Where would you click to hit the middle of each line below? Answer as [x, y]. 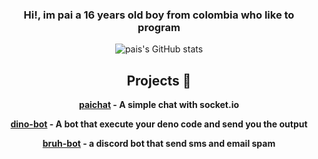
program [159, 27]
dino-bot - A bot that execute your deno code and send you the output [159, 124]
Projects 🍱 [159, 80]
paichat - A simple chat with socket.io [159, 105]
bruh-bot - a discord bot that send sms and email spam [159, 144]
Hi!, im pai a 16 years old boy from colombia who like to [159, 15]
